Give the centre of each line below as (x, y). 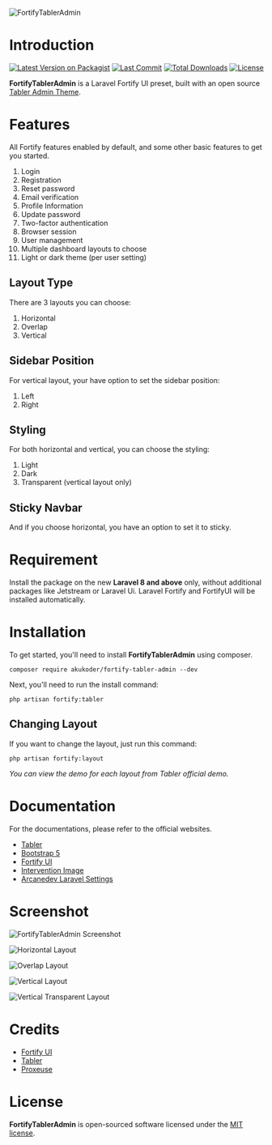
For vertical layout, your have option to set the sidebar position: (115, 380)
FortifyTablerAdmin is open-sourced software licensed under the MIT (126, 1124)
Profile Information (52, 206)
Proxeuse (37, 1069)
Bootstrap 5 (40, 853)
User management (52, 240)
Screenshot (49, 911)
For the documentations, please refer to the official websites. (111, 828)
